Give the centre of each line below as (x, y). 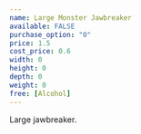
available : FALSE (42, 26)
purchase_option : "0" (50, 34)
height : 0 (28, 69)
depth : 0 (26, 77)
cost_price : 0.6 (40, 52)
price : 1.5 (30, 43)
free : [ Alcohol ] (40, 93)
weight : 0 (28, 85)
